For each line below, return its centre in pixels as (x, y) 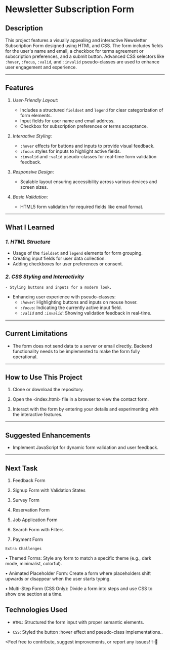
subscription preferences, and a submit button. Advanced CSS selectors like (85, 56)
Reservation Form (31, 510)
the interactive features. (37, 415)
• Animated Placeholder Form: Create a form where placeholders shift (78, 573)
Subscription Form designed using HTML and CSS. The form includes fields (84, 46)
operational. (25, 357)
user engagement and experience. (41, 67)
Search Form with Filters (38, 530)
